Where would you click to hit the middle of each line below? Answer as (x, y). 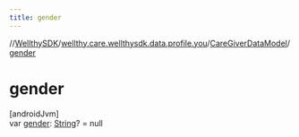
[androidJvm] (34, 114)
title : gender (36, 17)
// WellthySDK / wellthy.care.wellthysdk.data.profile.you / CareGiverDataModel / (150, 43)
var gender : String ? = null (56, 123)
